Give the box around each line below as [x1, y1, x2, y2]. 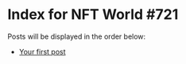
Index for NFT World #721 [7, 6, 179, 24]
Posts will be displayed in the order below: [7, 32, 146, 41]
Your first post [18, 47, 66, 56]
